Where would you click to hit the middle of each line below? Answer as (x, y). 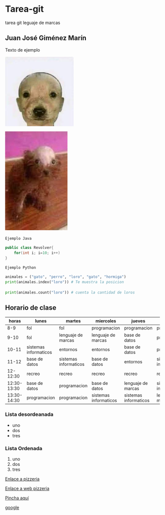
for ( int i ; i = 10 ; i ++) (37, 253)
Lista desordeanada (29, 414)
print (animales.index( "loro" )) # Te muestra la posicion (65, 282)
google (12, 508)
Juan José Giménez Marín (46, 38)
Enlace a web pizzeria (27, 488)
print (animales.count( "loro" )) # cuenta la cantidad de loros (70, 293)
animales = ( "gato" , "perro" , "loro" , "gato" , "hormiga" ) (66, 277)
